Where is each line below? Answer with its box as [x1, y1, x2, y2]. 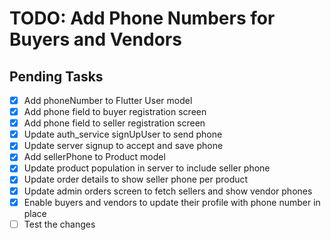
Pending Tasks [9, 68, 104, 85]
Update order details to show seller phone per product [23, 173, 249, 186]
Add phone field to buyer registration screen [23, 106, 207, 118]
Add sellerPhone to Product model [23, 151, 166, 163]
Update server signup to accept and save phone [23, 140, 224, 152]
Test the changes [23, 218, 96, 230]
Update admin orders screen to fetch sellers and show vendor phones [23, 185, 313, 197]
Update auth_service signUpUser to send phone [23, 128, 223, 141]
